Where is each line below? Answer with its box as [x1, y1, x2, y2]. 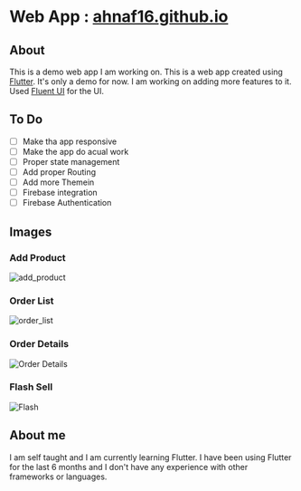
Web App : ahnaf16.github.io [9, 6, 229, 27]
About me [9, 428, 66, 443]
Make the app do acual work [22, 146, 129, 157]
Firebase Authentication [22, 197, 112, 208]
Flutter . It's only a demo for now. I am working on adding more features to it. [9, 76, 292, 87]
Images [9, 224, 52, 239]
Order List [9, 294, 54, 307]
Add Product [9, 251, 66, 264]
